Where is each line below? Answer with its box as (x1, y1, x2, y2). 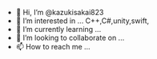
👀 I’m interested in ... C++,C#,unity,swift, (15, 16, 150, 26)
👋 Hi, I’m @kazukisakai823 (15, 8, 104, 17)
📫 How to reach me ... (15, 42, 91, 51)
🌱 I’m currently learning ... (15, 25, 102, 33)
